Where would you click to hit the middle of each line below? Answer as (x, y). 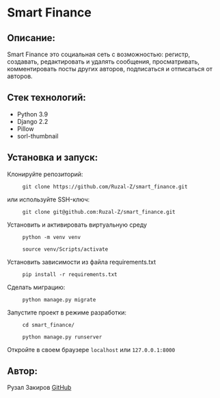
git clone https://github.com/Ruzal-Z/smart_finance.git (105, 186)
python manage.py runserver (62, 337)
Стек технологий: (47, 98)
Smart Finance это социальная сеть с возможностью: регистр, (99, 54)
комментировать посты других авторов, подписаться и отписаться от (110, 69)
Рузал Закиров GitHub (39, 388)
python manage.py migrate (59, 299)
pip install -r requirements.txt (70, 274)
